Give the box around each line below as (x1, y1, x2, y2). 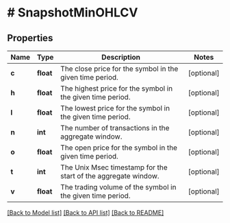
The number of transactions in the (60, 124, 170, 132)
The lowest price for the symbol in (60, 104, 170, 113)
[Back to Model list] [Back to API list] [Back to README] (7, 209, 164, 217)
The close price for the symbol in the (60, 64, 179, 73)
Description (101, 53, 141, 62)
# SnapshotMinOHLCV (7, 5, 138, 21)
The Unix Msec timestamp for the (60, 163, 168, 172)
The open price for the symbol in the (60, 143, 178, 152)
